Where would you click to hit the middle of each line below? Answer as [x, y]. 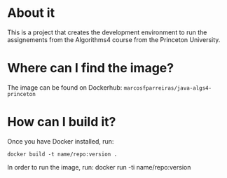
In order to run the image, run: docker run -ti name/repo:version [99, 167]
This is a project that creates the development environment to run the [107, 32]
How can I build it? [62, 122]
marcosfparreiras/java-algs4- [168, 88]
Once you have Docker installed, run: [61, 141]
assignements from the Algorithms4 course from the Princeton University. [114, 39]
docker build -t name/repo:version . [62, 154]
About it [31, 13]
